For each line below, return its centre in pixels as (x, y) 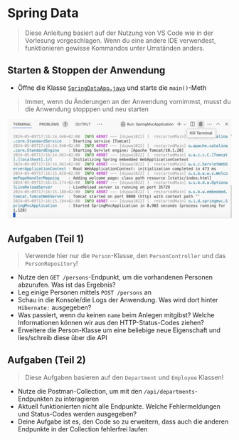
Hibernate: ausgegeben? (54, 307)
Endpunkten (35, 399)
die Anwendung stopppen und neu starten (87, 109)
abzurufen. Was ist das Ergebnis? (67, 285)
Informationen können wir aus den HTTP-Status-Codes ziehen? (111, 323)
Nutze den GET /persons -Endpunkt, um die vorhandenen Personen (115, 277)
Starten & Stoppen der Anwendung (86, 70)
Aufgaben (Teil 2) (47, 360)
